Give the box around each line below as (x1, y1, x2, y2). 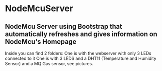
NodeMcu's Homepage (5, 37, 77, 46)
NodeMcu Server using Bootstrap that (5, 22, 122, 31)
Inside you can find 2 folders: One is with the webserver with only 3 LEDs (5, 51, 151, 56)
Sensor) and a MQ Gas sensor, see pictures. (5, 61, 93, 66)
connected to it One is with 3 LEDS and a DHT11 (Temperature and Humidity (5, 55, 157, 61)
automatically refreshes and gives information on (5, 30, 158, 38)
